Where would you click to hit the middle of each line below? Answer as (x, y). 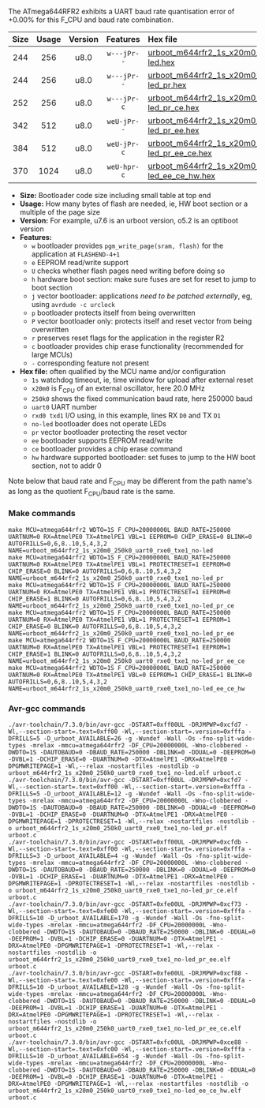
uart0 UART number (64, 406)
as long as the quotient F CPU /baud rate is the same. (92, 492)
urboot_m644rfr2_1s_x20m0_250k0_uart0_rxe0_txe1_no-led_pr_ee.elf (119, 959)
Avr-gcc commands (47, 708)
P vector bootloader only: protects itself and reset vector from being (142, 321)
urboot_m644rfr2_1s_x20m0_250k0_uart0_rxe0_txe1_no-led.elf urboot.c (125, 773)
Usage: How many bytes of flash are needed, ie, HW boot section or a (134, 204)
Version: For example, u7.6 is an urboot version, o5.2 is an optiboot (129, 221)
